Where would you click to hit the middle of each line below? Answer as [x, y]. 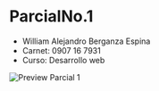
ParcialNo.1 [51, 17]
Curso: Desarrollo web [63, 60]
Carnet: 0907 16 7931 [61, 50]
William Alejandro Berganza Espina [86, 41]
